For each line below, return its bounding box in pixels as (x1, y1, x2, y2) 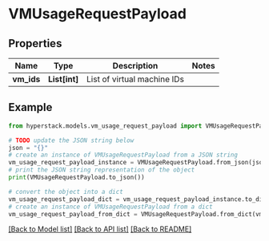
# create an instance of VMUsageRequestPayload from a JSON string (8, 151, 239, 160)
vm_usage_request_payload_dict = (8, 195, 120, 203)
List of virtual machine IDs (86, 73, 184, 85)
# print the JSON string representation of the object (8, 166, 195, 174)
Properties (8, 37, 62, 50)
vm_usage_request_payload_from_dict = (8, 210, 138, 218)
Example (8, 101, 53, 114)
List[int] (47, 73, 79, 85)
